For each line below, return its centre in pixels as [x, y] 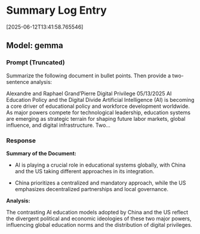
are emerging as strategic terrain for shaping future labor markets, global [96, 118]
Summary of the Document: [41, 153]
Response [21, 141]
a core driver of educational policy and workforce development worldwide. [98, 106]
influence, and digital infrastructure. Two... [58, 125]
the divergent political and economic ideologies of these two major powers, [99, 219]
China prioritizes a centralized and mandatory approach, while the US [100, 183]
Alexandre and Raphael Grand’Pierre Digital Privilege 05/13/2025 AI [89, 93]
